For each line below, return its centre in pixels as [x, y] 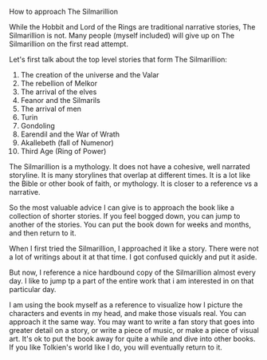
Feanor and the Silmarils [60, 100]
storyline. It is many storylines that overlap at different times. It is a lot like [130, 175]
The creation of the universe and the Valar [90, 75]
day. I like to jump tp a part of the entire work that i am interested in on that [132, 281]
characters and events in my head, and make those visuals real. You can [128, 313]
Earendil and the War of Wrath [70, 134]
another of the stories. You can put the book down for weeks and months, [130, 224]
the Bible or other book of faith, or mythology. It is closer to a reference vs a [133, 184]
